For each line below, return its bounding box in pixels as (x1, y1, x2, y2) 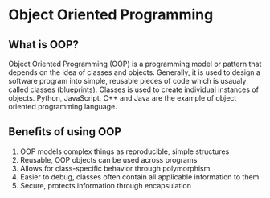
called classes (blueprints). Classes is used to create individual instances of (8, 85, 260, 94)
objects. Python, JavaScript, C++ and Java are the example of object (8, 93, 237, 102)
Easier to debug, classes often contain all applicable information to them (19, 171, 260, 182)
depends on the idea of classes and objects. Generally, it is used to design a (8, 68, 261, 77)
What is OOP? (8, 38, 79, 52)
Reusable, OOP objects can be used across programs (19, 155, 198, 164)
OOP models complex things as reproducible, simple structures (19, 146, 230, 156)
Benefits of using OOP (8, 125, 122, 138)
